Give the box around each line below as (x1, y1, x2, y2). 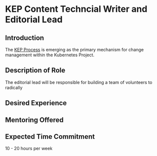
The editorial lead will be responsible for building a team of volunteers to (5, 79, 153, 85)
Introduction (5, 34, 44, 42)
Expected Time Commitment (5, 132, 95, 141)
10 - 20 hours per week (5, 146, 53, 152)
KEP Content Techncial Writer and (5, 3, 148, 15)
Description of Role (5, 66, 66, 75)
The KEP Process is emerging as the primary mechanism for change (5, 47, 144, 52)
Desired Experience (5, 99, 67, 107)
